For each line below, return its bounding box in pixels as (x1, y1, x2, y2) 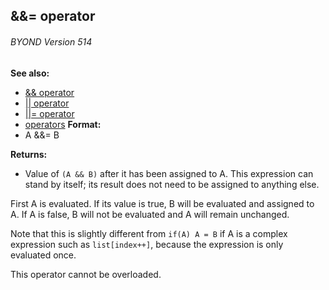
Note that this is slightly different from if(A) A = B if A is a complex (10, 227, 288, 239)
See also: (10, 67, 50, 79)
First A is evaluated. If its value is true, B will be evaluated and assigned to (10, 197, 315, 209)
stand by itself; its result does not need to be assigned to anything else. (24, 178, 320, 190)
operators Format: (24, 118, 102, 130)
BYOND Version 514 (10, 35, 93, 48)
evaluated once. (10, 249, 77, 261)
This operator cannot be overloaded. (10, 268, 162, 280)
